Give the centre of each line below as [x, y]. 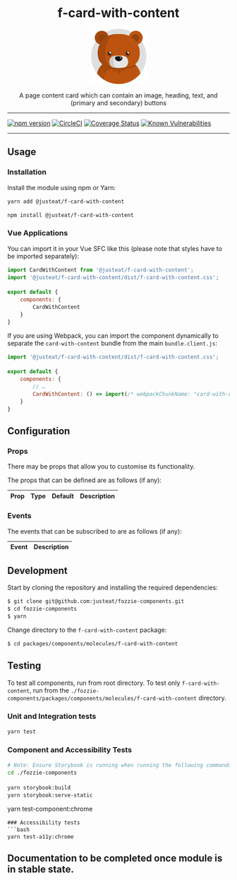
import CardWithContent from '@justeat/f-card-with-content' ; [101, 270]
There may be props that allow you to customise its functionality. [101, 467]
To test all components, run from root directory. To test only [94, 683]
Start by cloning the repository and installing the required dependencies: [113, 587]
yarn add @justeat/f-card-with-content [66, 201]
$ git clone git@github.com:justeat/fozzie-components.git [96, 602]
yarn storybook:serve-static [50, 795]
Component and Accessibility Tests [70, 749]
